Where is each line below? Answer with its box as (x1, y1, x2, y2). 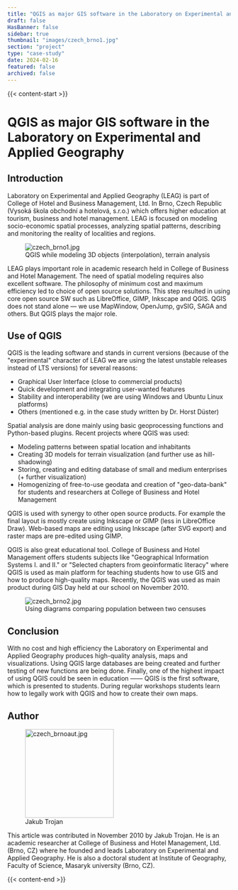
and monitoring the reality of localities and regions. (7, 229, 156, 238)
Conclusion (7, 625, 59, 637)
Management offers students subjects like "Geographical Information (7, 553, 209, 561)
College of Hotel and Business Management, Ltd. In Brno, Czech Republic (7, 199, 222, 207)
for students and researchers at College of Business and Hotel (17, 488, 200, 497)
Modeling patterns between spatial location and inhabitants (17, 443, 191, 451)
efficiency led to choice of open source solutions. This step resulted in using (7, 287, 230, 295)
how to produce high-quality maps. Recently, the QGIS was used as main (7, 576, 221, 584)
